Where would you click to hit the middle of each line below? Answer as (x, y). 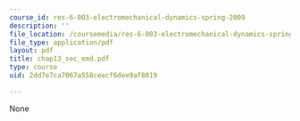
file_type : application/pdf (62, 42)
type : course (33, 68)
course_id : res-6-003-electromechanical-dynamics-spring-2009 (127, 17)
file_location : (37, 34)
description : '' (39, 26)
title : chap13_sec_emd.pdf (59, 59)
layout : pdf (31, 51)
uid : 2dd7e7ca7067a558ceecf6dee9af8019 (83, 76)
